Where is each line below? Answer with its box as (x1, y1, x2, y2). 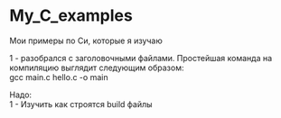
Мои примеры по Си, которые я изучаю (9, 35, 163, 46)
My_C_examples (9, 5, 133, 26)
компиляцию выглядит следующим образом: (9, 62, 184, 73)
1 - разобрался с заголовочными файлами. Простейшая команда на (9, 52, 273, 63)
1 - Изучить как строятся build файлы (9, 98, 153, 109)
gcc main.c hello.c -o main (9, 71, 108, 82)
